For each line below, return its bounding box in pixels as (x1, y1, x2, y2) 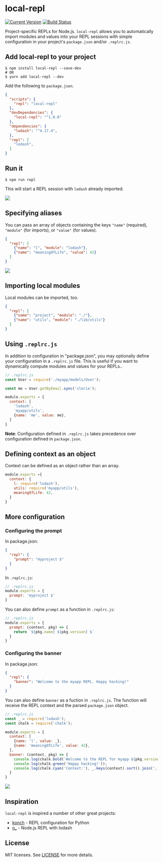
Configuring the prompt (5, 527, 62, 534)
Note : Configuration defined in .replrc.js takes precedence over (5, 431, 136, 437)
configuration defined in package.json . (5, 436, 81, 441)
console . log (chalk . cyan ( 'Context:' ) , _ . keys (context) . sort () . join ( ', (14, 766, 158, 771)
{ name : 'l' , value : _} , (14, 739, 62, 744)
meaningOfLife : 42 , (14, 490, 53, 495)
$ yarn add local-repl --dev (5, 74, 64, 79)
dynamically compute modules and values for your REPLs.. (5, 363, 123, 369)
